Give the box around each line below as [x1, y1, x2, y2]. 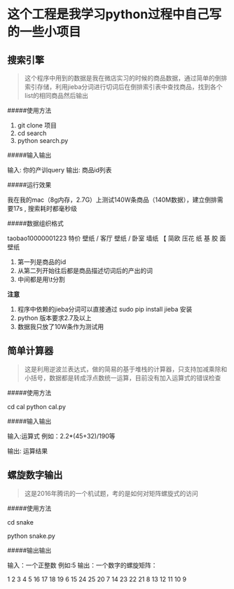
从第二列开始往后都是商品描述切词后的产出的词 [17, 267, 153, 275]
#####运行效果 [7, 181, 52, 189]
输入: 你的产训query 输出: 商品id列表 [7, 166, 112, 174]
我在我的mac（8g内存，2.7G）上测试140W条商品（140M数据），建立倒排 [7, 195, 217, 204]
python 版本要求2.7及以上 [17, 314, 92, 322]
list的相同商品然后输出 [24, 92, 89, 99]
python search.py [17, 137, 69, 144]
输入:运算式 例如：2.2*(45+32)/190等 [7, 431, 116, 440]
